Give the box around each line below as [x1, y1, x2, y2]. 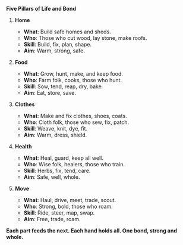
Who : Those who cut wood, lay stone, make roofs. [23, 35, 147, 41]
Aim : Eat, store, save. [23, 89, 76, 96]
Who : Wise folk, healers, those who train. [23, 161, 125, 168]
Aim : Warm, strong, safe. [23, 47, 85, 54]
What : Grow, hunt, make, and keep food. [23, 70, 124, 77]
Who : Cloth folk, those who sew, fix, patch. [23, 119, 130, 126]
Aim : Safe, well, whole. [23, 173, 80, 181]
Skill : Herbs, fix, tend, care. [23, 167, 91, 174]
